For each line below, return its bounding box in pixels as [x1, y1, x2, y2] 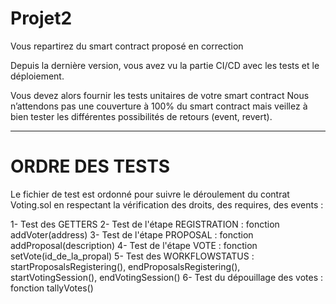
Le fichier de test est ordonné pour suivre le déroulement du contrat [10, 188, 290, 200]
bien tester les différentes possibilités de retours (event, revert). [10, 110, 273, 122]
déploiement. [10, 70, 65, 82]
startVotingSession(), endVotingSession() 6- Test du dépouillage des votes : [10, 271, 324, 283]
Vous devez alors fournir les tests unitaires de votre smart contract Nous [10, 89, 310, 101]
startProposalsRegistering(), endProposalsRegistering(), [10, 260, 241, 272]
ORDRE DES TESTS [10, 155, 171, 178]
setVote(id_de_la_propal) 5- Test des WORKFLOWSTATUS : [10, 250, 255, 262]
